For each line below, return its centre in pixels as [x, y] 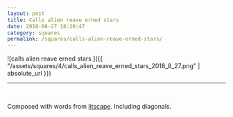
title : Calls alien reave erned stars [63, 20]
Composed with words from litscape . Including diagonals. [89, 107]
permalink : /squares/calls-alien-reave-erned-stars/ [85, 39]
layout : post [26, 13]
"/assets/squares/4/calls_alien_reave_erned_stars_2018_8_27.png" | [104, 66]
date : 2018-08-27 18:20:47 [46, 26]
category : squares [34, 33]
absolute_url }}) [29, 74]
